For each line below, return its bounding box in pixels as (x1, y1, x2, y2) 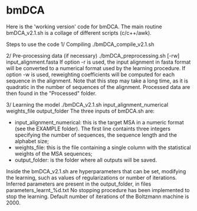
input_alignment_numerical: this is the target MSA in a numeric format (14, 118, 184, 126)
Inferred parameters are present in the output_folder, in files (6, 180, 152, 187)
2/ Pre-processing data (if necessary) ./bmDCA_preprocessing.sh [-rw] (6, 52, 180, 59)
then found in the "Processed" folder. (6, 90, 97, 97)
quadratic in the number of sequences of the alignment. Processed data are (6, 83, 191, 90)
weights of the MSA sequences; (14, 150, 93, 157)
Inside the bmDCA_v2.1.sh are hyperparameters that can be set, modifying (6, 167, 186, 174)
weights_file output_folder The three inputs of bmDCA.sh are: (6, 107, 155, 114)
